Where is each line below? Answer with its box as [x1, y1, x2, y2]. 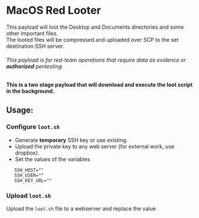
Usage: [6, 105, 34, 115]
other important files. [6, 29, 58, 37]
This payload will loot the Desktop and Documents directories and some [6, 23, 184, 31]
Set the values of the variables [14, 155, 91, 162]
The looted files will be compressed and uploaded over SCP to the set [6, 36, 179, 43]
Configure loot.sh [6, 123, 60, 131]
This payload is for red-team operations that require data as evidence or [6, 56, 186, 63]
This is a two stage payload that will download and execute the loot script [6, 81, 193, 89]
